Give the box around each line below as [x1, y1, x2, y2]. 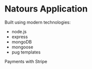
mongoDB [11, 39, 32, 44]
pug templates [11, 49, 41, 55]
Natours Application [4, 3, 88, 14]
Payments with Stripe [4, 58, 47, 64]
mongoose [11, 44, 34, 50]
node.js [11, 28, 27, 34]
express [11, 34, 28, 40]
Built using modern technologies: [4, 19, 71, 25]
